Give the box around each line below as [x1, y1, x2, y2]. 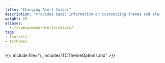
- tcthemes [5, 39, 27, 44]
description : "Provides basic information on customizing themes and [5, 12, 151, 17]
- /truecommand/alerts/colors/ [9, 25, 74, 30]
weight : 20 [5, 16, 27, 21]
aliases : [5, 21, 23, 26]
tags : [5, 30, 16, 35]
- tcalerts [5, 35, 27, 40]
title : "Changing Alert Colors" [5, 7, 71, 12]
